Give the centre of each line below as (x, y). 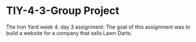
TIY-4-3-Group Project (63, 11)
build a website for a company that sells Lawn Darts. (69, 33)
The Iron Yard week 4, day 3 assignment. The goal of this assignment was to (98, 27)
